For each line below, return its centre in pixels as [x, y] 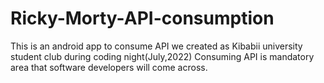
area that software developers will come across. [109, 67]
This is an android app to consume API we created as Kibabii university [156, 46]
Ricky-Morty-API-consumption [142, 18]
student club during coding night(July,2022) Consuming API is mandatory [162, 56]
